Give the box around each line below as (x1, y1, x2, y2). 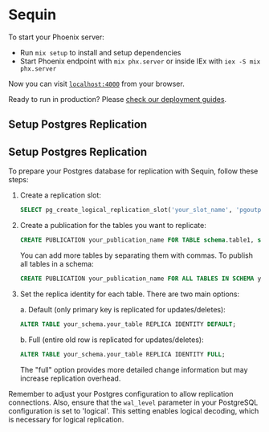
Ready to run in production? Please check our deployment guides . (8, 94, 227, 104)
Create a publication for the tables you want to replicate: (19, 221, 206, 230)
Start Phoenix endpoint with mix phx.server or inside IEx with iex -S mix (19, 56, 261, 66)
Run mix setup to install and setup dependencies (19, 47, 181, 57)
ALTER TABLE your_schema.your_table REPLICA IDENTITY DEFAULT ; (19, 320, 237, 328)
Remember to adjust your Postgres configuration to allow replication (8, 389, 234, 398)
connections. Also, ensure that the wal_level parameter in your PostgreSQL (8, 397, 259, 407)
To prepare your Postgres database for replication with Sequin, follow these (8, 166, 259, 176)
